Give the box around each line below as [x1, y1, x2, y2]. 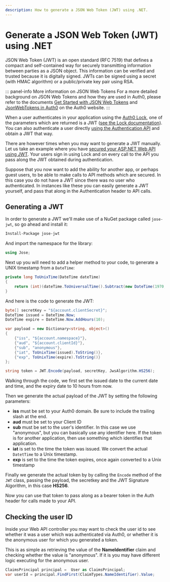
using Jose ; [5, 250, 30, 255]
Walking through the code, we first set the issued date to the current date [5, 378, 158, 384]
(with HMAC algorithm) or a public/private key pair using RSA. [5, 78, 134, 84]
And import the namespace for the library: [5, 241, 93, 247]
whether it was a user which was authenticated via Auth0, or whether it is [5, 531, 158, 537]
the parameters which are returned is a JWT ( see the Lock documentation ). [5, 120, 163, 126]
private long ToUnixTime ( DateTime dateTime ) [5, 275, 101, 280]
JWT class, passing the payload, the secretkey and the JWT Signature [5, 477, 149, 484]
